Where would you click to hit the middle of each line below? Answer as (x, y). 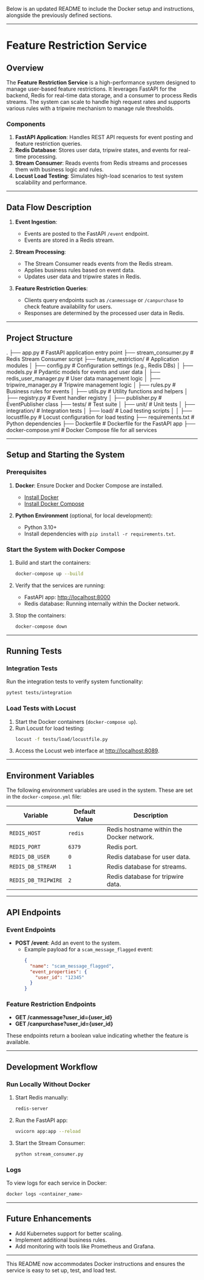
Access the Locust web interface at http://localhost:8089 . (87, 751)
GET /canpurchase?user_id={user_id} (64, 1024)
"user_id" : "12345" (60, 977)
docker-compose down (41, 626)
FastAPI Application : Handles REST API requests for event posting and (104, 137)
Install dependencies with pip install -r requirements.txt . (100, 534)
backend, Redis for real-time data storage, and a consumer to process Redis (102, 95)
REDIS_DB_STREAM (33, 867)
